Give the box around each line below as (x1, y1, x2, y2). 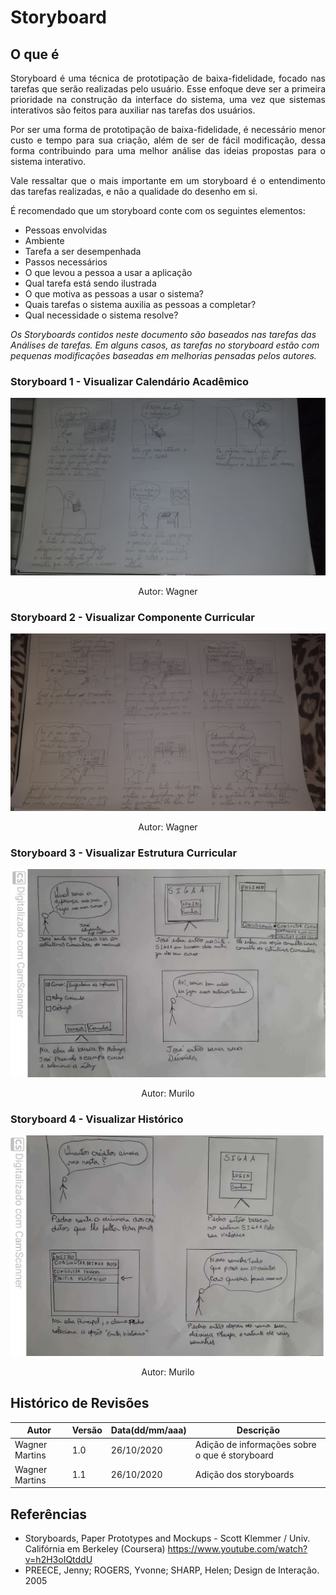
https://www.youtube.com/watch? (167, 1542, 308, 1555)
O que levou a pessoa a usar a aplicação (24, 267, 193, 278)
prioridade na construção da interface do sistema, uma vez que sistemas (10, 94, 326, 105)
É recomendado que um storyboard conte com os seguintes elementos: (10, 205, 306, 216)
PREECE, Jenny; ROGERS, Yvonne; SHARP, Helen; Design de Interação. (24, 1564, 320, 1576)
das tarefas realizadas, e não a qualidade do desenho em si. (10, 186, 258, 197)
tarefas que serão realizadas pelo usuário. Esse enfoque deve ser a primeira (10, 83, 326, 95)
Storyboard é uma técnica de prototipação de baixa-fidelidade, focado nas (10, 72, 326, 84)
